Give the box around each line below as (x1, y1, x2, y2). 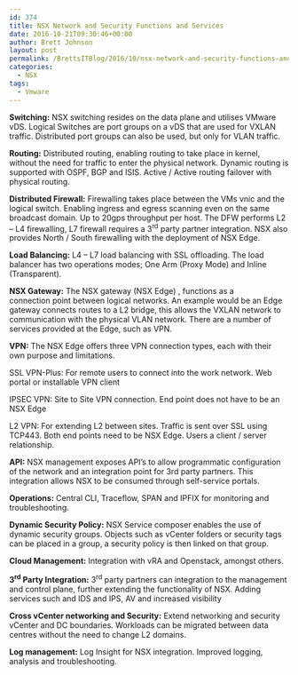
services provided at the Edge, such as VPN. (9, 323, 173, 334)
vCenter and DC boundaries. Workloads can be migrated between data (9, 619, 269, 631)
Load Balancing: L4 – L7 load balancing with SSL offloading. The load (9, 250, 264, 260)
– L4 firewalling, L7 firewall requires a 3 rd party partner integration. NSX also (9, 221, 288, 234)
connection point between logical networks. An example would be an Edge (9, 295, 283, 306)
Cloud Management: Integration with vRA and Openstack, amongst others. (9, 556, 284, 567)
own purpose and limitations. (9, 350, 115, 361)
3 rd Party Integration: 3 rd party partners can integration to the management (9, 573, 287, 584)
